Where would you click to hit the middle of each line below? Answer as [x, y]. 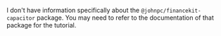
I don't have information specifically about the [73, 10]
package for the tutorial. [42, 25]
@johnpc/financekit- [171, 11]
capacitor [21, 18]
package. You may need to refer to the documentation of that [125, 18]
